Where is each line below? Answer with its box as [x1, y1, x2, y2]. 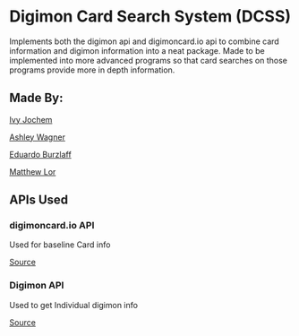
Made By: [9, 90, 64, 106]
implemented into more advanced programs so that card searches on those [9, 55, 288, 65]
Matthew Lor [9, 166, 56, 177]
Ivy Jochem [9, 114, 53, 125]
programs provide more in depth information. [9, 65, 175, 75]
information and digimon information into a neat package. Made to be [9, 45, 266, 56]
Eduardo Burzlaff [9, 149, 72, 159]
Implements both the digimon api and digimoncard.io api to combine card [9, 36, 279, 47]
